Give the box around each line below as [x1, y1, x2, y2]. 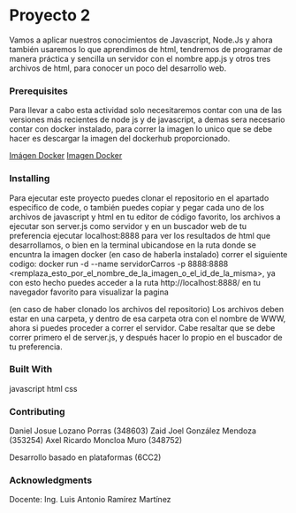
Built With [9, 364, 53, 376]
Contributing [9, 405, 65, 417]
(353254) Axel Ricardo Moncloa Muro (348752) [9, 435, 183, 446]
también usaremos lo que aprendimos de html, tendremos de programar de [9, 43, 283, 54]
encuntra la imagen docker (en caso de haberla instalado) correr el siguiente [9, 249, 288, 259]
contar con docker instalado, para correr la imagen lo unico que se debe [9, 124, 272, 134]
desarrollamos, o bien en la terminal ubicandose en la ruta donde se [9, 240, 256, 250]
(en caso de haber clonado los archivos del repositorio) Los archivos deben [9, 303, 285, 314]
